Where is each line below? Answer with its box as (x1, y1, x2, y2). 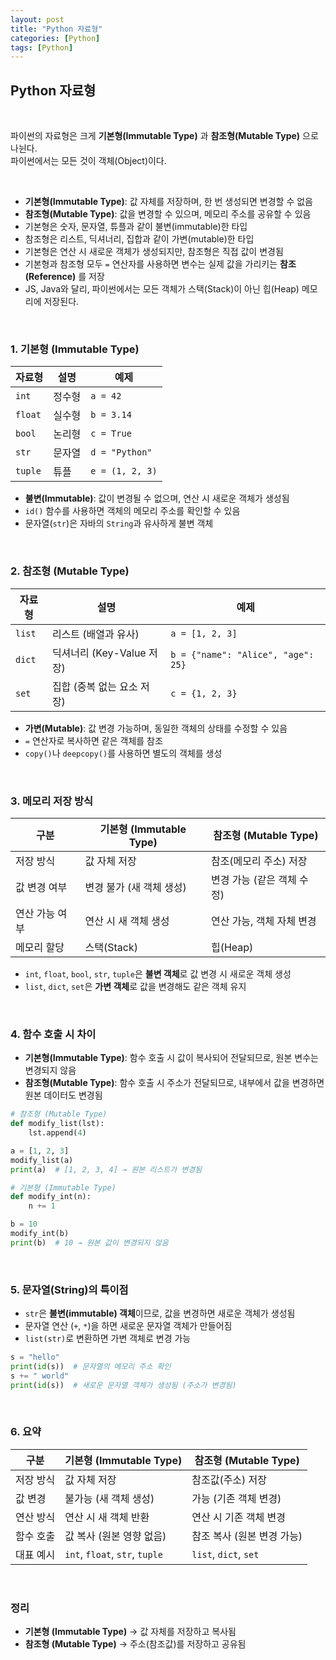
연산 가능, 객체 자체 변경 (210, 914, 317, 928)
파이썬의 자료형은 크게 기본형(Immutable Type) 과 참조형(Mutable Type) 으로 (10, 130, 319, 142)
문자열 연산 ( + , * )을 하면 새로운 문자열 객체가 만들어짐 (24, 1320, 233, 1332)
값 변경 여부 (15, 880, 68, 894)
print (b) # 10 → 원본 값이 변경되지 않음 (10, 1237, 169, 1248)
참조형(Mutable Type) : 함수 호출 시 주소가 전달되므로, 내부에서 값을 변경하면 (24, 1077, 325, 1089)
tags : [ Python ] (10, 42, 74, 53)
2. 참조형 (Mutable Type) (10, 564, 130, 578)
